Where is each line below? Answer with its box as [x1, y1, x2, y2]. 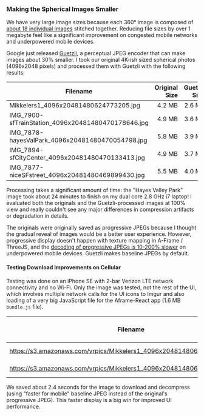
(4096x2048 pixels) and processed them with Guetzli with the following [6, 62, 186, 70]
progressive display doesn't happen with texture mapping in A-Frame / [6, 237, 183, 244]
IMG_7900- [9, 111, 44, 119]
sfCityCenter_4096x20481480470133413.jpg [9, 153, 146, 162]
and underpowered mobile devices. [6, 38, 95, 45]
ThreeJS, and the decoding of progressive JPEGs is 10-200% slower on [6, 243, 186, 250]
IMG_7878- [9, 129, 44, 137]
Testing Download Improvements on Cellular [6, 263, 121, 271]
